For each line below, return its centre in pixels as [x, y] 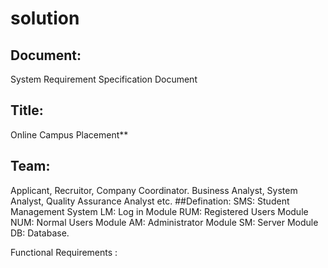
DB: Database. [40, 233]
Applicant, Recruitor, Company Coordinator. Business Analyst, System [154, 190]
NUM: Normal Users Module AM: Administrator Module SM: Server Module [164, 222]
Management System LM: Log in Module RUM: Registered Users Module [159, 211]
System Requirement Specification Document [104, 79]
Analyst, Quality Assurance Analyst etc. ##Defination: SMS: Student [150, 201]
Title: [27, 110]
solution [45, 18]
